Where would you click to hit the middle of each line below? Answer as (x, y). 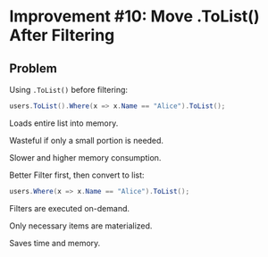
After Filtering (62, 35)
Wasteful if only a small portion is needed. (86, 140)
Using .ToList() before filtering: (68, 90)
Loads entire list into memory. (64, 123)
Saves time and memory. (55, 243)
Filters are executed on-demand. (70, 208)
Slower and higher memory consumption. (85, 157)
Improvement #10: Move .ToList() (134, 17)
